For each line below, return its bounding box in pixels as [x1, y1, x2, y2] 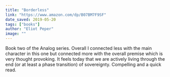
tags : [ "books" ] [5, 21, 40, 27]
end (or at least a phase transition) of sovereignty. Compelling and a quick [5, 62, 162, 67]
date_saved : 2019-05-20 [5, 17, 56, 22]
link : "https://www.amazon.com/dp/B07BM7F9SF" [5, 12, 107, 17]
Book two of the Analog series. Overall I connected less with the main [5, 45, 152, 51]
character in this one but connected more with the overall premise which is [5, 50, 163, 57]
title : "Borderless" [5, 7, 50, 13]
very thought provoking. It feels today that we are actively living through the [5, 56, 165, 62]
